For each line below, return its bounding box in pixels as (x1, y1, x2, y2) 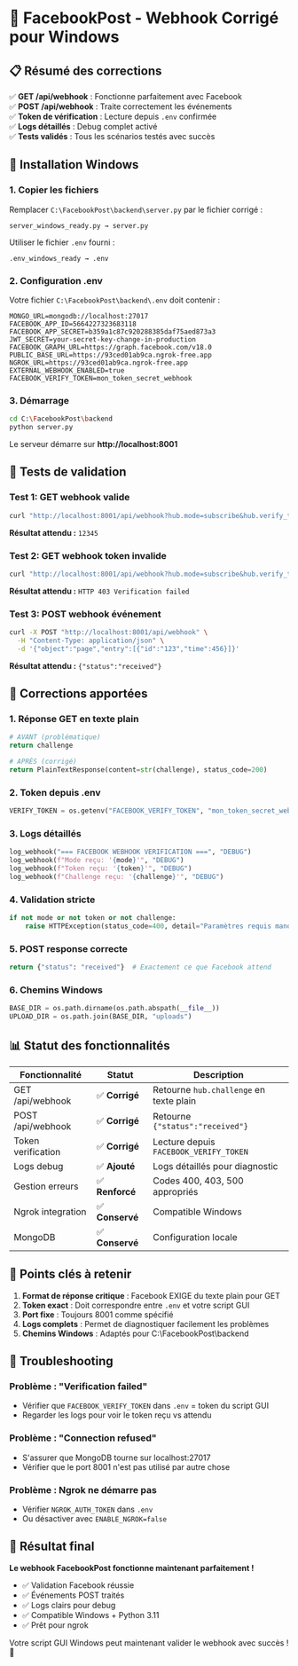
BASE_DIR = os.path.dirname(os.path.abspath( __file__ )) (9, 1004, 220, 1013)
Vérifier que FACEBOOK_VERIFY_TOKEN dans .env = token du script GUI (21, 1401, 269, 1411)
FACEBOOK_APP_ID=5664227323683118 (9, 319, 137, 328)
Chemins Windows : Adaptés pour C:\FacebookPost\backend (21, 1328, 249, 1339)
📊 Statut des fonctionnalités (9, 1038, 170, 1053)
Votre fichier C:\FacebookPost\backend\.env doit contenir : (9, 295, 221, 305)
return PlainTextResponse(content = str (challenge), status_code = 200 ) (9, 766, 268, 774)
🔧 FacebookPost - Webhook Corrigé (9, 8, 279, 28)
